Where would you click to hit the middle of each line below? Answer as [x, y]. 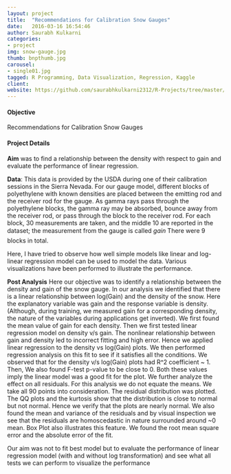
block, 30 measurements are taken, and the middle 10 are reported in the [110, 223]
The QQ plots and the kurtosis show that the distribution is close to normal [112, 398]
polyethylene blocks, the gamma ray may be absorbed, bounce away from [112, 208]
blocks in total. [28, 240]
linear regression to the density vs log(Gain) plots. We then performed [106, 347]
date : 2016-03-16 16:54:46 [49, 26]
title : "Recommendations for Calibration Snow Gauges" [89, 20]
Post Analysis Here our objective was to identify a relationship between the [114, 282]
